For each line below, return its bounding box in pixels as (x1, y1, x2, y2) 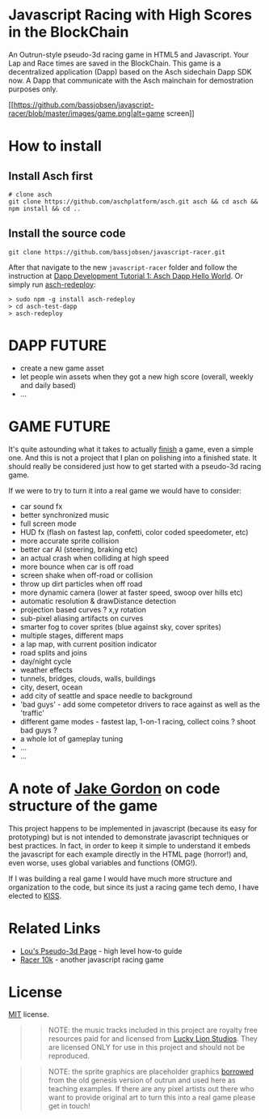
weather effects (19, 664, 73, 674)
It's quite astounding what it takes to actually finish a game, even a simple (8, 444, 254, 454)
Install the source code (8, 227, 126, 241)
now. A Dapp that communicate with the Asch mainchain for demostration (8, 75, 254, 85)
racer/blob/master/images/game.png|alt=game (8, 108, 165, 118)
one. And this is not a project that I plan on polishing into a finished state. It (8, 452, 257, 463)
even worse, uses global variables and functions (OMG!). (8, 857, 198, 868)
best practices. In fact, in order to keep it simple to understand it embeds (8, 840, 251, 850)
